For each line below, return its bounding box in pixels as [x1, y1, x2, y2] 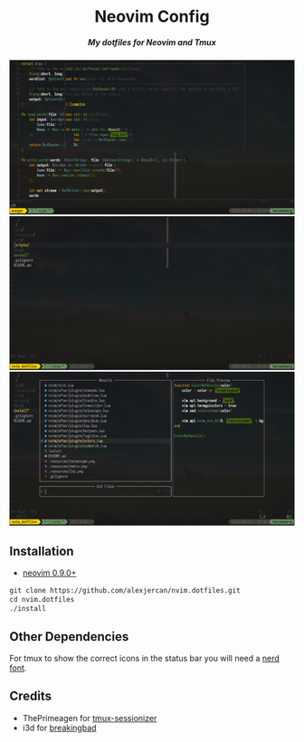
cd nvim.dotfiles [9, 595, 75, 604]
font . [9, 662, 27, 673]
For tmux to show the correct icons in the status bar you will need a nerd [9, 653, 280, 664]
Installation [9, 543, 74, 558]
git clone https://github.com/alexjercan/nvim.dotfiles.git [9, 586, 242, 595]
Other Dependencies [9, 629, 129, 644]
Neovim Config [94, 6, 210, 27]
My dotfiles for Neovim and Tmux [87, 36, 217, 47]
